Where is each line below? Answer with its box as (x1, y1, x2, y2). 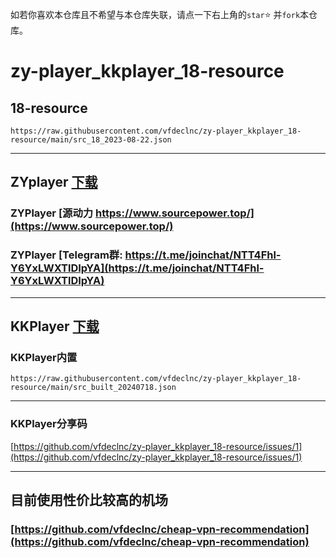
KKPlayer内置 (10, 350, 78, 364)
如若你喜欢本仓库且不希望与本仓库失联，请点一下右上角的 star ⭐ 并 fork (10, 9, 301, 20)
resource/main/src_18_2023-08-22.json (10, 135, 172, 145)
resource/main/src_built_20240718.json (10, 383, 177, 393)
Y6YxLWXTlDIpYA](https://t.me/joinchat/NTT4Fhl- (10, 261, 265, 275)
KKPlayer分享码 (10, 417, 88, 431)
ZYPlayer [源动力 (10, 206, 94, 220)
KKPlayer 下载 (10, 318, 100, 335)
